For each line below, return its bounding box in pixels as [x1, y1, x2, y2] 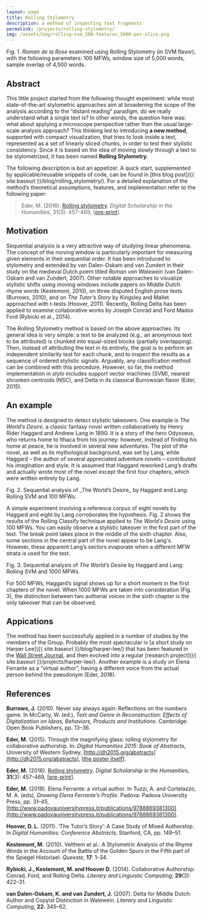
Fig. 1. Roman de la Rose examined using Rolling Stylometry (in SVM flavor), [6, 48, 196, 55]
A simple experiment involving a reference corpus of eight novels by [6, 504, 177, 511]
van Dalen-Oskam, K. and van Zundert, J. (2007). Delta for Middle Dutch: [6, 890, 191, 898]
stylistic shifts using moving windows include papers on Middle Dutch [6, 280, 181, 288]
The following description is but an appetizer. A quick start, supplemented [6, 164, 191, 172]
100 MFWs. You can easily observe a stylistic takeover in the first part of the [6, 524, 196, 531]
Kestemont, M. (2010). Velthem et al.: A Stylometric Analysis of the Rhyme [6, 841, 193, 848]
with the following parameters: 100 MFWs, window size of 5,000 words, [6, 55, 185, 62]
